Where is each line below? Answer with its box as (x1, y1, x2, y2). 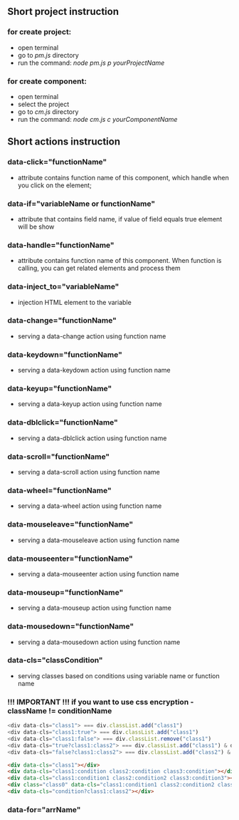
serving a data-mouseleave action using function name (17, 536, 180, 544)
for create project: (7, 27, 72, 37)
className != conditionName (7, 705, 112, 715)
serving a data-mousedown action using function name (17, 638, 181, 646)
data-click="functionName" (7, 157, 107, 167)
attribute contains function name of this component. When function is (17, 256, 222, 265)
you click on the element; (17, 181, 92, 190)
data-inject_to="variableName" (7, 281, 119, 291)
